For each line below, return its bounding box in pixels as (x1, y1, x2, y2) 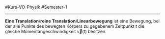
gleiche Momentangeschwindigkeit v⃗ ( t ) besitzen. (5, 29, 107, 34)
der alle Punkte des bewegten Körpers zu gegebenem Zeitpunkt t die (5, 23, 145, 29)
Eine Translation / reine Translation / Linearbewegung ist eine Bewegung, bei (5, 18, 160, 24)
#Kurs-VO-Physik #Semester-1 (5, 4, 67, 10)
